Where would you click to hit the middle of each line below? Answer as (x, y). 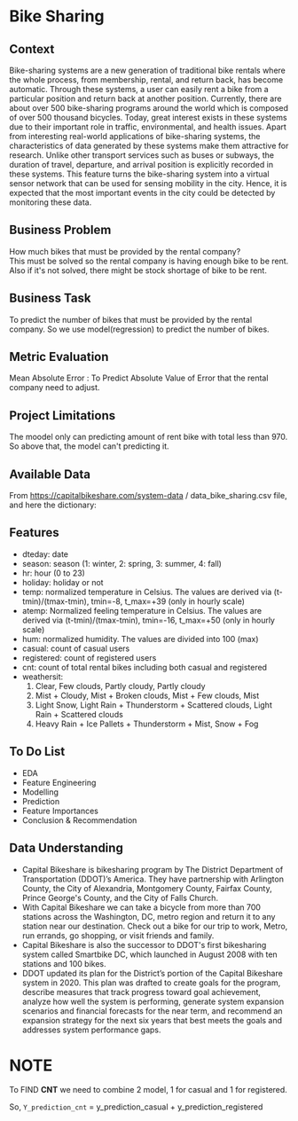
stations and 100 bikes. (64, 963)
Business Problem (60, 230)
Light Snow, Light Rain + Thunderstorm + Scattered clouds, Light (153, 705)
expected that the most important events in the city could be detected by (142, 193)
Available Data (50, 474)
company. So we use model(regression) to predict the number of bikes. (139, 329)
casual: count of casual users (76, 648)
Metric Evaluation (59, 357)
